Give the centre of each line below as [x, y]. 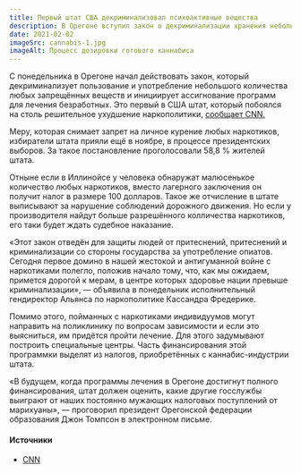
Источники [31, 440]
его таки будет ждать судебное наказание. [91, 225]
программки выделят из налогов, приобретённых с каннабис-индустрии [149, 355]
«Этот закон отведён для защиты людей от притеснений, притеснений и [148, 242]
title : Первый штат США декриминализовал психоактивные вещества [133, 17]
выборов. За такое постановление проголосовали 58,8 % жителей [138, 151]
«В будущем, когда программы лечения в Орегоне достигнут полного [144, 382]
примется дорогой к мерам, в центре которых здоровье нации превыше [149, 280]
